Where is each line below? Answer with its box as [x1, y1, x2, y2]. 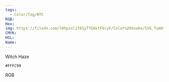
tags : [5, 7, 17, 12]
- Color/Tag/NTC [10, 12, 44, 17]
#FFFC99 [5, 63, 22, 68]
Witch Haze [5, 53, 29, 59]
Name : [5, 40, 17, 45]
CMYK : [5, 30, 17, 35]
